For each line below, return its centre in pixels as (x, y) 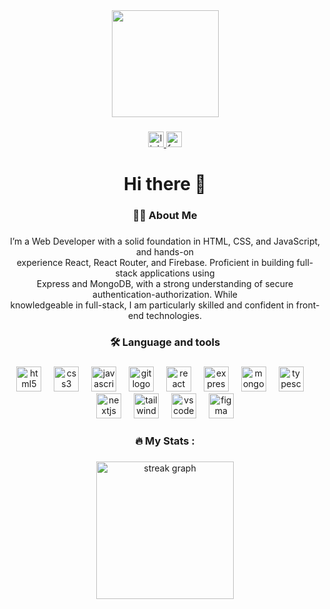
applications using (177, 273)
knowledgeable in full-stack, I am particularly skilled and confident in (152, 305)
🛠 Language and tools (165, 342)
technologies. (174, 315)
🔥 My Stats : (165, 441)
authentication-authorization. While (165, 294)
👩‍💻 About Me (165, 216)
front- (307, 305)
